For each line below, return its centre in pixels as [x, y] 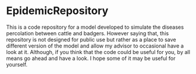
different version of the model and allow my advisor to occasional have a [95, 46]
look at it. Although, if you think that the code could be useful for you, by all [98, 52]
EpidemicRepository [57, 11]
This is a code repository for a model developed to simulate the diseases [95, 27]
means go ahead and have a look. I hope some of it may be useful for [91, 58]
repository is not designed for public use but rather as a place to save [91, 39]
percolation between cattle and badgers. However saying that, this [88, 33]
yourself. [17, 64]
